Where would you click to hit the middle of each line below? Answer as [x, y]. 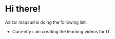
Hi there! [23, 9]
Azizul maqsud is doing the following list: [46, 22]
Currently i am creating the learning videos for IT [61, 31]
